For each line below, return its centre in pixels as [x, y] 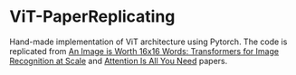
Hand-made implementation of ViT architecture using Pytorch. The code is [148, 42]
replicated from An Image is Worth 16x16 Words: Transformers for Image [144, 51]
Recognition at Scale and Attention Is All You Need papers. [119, 61]
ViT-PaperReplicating [92, 17]
